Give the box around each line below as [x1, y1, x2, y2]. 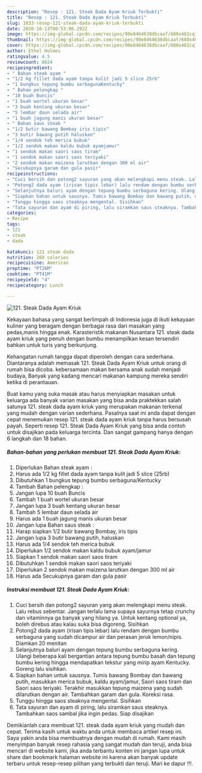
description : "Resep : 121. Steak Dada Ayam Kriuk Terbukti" [7, 8, 163, 15]
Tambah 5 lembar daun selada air [15, 509, 98, 516]
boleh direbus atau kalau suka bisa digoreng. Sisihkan [15, 620, 149, 628]
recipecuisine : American [7, 260, 69, 266]
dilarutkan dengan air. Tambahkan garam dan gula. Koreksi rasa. [15, 691, 174, 698]
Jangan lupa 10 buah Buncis [15, 489, 86, 496]
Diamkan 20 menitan [15, 640, 67, 647]
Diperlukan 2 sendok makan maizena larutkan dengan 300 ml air [15, 566, 176, 573]
